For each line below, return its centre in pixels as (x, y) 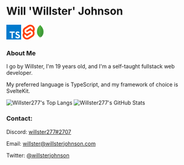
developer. (20, 73)
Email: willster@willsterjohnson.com (51, 143)
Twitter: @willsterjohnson (38, 155)
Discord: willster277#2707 (39, 132)
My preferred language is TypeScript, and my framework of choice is (92, 85)
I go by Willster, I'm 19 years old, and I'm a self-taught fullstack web (90, 66)
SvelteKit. (18, 91)
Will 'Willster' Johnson (65, 11)
